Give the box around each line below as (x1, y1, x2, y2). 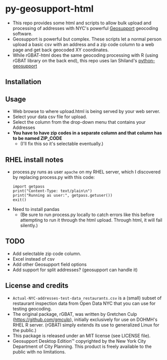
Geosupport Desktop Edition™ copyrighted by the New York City (12, 338, 146, 344)
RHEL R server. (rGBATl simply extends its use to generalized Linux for (12, 321, 159, 328)
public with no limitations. (12, 348, 66, 355)
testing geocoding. (12, 305, 52, 312)
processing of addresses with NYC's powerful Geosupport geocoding (12, 25, 158, 31)
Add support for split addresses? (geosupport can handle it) (12, 267, 138, 273)
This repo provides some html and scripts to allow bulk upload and (12, 20, 152, 26)
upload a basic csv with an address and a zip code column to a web (12, 41, 154, 47)
